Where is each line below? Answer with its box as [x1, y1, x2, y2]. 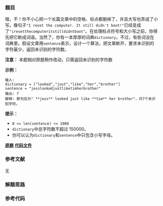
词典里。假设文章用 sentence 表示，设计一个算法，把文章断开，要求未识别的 [5, 40, 154, 47]
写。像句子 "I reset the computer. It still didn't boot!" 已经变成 [5, 22, 142, 28]
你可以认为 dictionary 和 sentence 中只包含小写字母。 [12, 132, 115, 138]
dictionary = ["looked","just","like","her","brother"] [5, 82, 120, 87]
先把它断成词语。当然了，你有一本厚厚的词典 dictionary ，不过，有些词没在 [5, 34, 154, 40]
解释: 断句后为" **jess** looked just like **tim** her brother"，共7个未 [5, 96, 152, 101]
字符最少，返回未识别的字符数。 [5, 47, 69, 52]
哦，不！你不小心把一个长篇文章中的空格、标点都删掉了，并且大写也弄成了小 [5, 16, 158, 22]
